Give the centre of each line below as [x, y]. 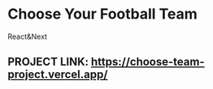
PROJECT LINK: [48, 62]
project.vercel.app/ [58, 75]
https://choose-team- [148, 62]
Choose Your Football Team [103, 14]
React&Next [28, 36]
